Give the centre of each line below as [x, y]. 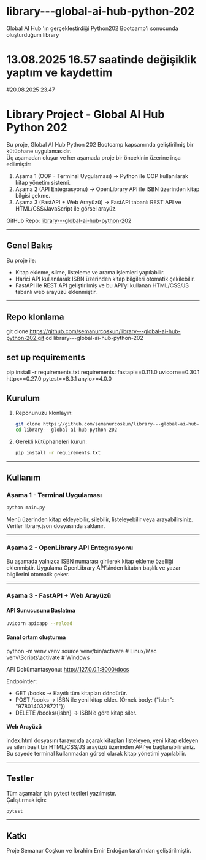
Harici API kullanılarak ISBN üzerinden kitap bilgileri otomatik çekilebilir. [105, 279]
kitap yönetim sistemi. [43, 182]
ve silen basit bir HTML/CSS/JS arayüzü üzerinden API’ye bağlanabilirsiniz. [101, 746]
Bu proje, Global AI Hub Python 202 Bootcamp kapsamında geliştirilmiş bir [100, 144]
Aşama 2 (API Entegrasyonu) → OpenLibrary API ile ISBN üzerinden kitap [107, 189]
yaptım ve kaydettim [59, 73]
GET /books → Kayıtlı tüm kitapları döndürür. [71, 693]
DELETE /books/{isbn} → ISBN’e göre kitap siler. [76, 713]
